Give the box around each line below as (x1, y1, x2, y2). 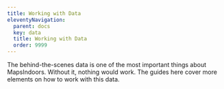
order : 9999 (13, 42, 48, 49)
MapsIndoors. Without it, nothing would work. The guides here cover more (7, 68, 218, 76)
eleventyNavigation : (7, 16, 66, 23)
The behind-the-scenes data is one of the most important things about (7, 61, 207, 68)
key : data (13, 29, 41, 36)
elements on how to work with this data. (7, 75, 120, 83)
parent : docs (13, 23, 51, 29)
